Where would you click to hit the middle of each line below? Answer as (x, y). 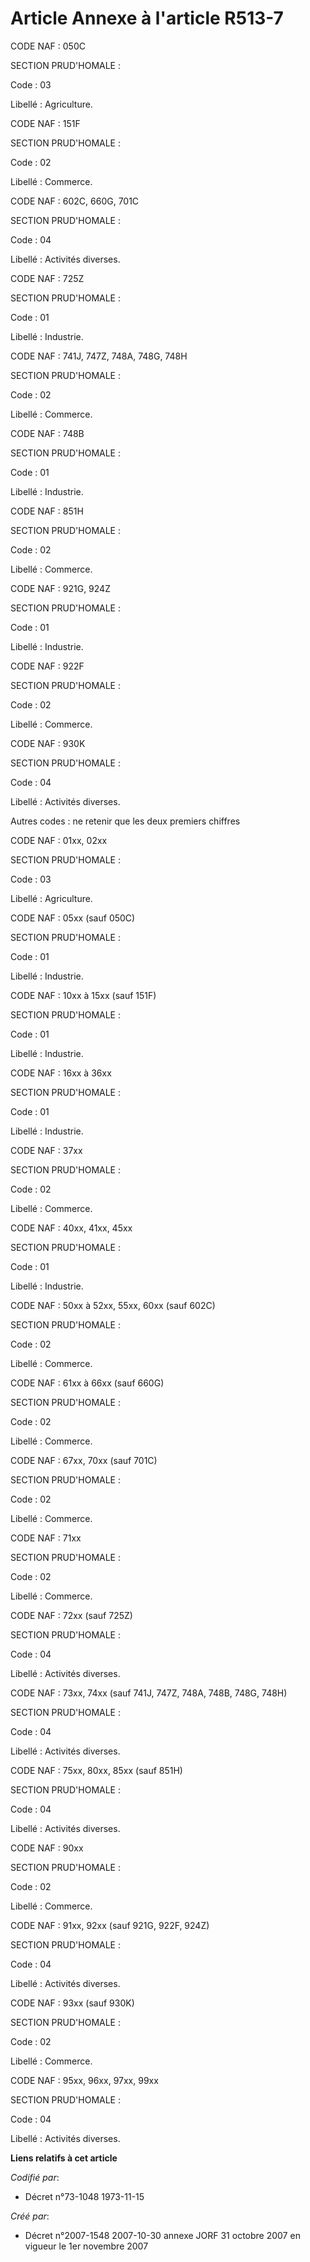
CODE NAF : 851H (47, 511)
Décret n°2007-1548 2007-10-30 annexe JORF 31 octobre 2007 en (162, 2235)
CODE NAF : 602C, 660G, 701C (75, 201)
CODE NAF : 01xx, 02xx (59, 840)
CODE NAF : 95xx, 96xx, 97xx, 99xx (84, 2080)
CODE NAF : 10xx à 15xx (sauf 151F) (83, 995)
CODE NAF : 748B (47, 433)
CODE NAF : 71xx (46, 1538)
